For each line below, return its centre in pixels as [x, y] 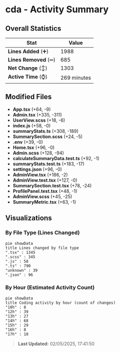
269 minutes [76, 77]
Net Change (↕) [28, 68]
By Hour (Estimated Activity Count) [50, 287]
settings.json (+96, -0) [37, 169]
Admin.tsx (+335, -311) [37, 114]
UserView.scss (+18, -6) [39, 120]
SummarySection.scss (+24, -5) [48, 136]
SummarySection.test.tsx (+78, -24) [52, 185]
